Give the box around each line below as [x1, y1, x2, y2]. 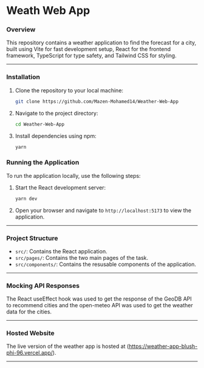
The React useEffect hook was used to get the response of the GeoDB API [6, 295, 192, 302]
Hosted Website [6, 329, 55, 338]
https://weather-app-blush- [128, 342, 198, 350]
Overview [6, 26, 36, 34]
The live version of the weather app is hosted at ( [6, 342, 129, 350]
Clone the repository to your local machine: [15, 86, 123, 94]
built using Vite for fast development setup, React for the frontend [6, 46, 171, 53]
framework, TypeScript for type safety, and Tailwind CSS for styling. [6, 52, 177, 60]
